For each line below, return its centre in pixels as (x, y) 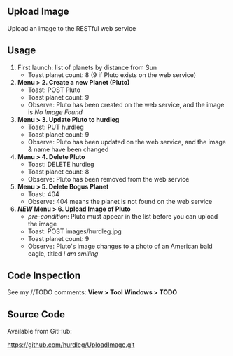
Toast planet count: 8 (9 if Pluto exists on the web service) (112, 75)
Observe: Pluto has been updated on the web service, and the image (127, 142)
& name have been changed (68, 149)
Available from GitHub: (40, 331)
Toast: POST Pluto (54, 90)
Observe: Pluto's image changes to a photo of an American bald (120, 246)
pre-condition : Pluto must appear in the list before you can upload (123, 216)
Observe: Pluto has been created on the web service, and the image (126, 104)
